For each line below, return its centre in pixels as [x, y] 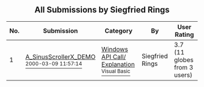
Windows [115, 49]
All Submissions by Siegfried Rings [102, 10]
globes [184, 60]
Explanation [118, 64]
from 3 [184, 67]
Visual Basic [116, 71]
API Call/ [114, 57]
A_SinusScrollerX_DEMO [60, 57]
